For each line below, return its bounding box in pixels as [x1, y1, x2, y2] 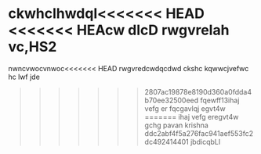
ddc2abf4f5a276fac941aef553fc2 [144, 128, 254, 138]
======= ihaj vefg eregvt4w [144, 112, 239, 121]
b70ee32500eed [144, 95, 199, 105]
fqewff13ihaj [200, 95, 240, 105]
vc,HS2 [8, 38, 57, 56]
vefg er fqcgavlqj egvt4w [144, 103, 226, 113]
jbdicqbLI [190, 137, 221, 146]
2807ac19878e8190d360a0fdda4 [144, 87, 252, 96]
